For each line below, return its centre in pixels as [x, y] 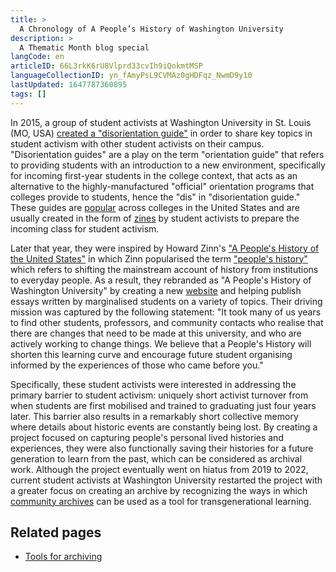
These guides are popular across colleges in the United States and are [155, 207]
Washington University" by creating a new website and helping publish [156, 290]
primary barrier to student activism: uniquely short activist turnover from [159, 395]
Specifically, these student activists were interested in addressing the [153, 384]
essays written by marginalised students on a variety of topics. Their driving [166, 301]
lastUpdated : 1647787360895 [69, 85]
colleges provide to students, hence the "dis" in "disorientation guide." [155, 197]
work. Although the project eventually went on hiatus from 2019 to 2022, [159, 469]
